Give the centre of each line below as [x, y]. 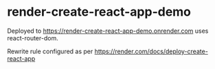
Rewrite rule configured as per [50, 51]
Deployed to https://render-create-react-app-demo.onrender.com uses [108, 31]
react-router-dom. [33, 38]
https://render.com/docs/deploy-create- [151, 51]
